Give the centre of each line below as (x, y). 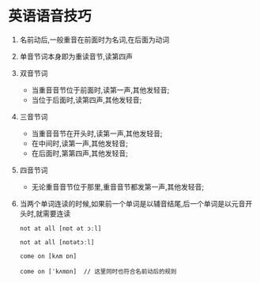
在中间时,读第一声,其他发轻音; (79, 143)
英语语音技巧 (50, 16)
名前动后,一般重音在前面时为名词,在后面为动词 (94, 40)
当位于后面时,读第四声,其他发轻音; (87, 100)
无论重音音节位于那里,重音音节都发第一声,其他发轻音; (117, 187)
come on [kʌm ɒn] (48, 256)
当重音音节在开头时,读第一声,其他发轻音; (97, 133)
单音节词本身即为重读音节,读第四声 (76, 56)
